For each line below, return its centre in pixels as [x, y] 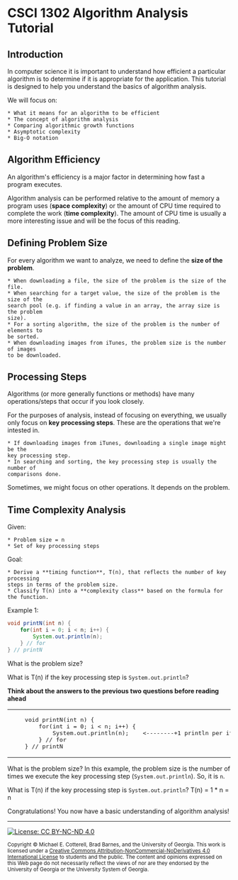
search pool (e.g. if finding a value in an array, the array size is [114, 306]
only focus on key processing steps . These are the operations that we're [114, 423]
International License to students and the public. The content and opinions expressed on [115, 857]
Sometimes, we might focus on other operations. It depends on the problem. [119, 488]
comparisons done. [34, 474]
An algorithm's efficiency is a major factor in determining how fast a [106, 177]
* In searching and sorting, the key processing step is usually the [112, 462]
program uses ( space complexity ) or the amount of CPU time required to [114, 205]
